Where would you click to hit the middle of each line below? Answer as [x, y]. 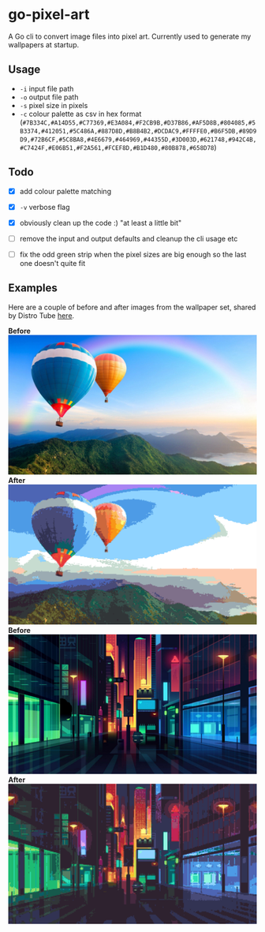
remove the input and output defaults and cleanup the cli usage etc [129, 238]
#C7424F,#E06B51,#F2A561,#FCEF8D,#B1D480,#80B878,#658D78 [117, 148]
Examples [33, 288]
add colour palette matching [65, 191]
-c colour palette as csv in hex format [80, 114]
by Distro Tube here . [41, 315]
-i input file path [47, 88]
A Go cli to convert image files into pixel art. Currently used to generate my [130, 36]
